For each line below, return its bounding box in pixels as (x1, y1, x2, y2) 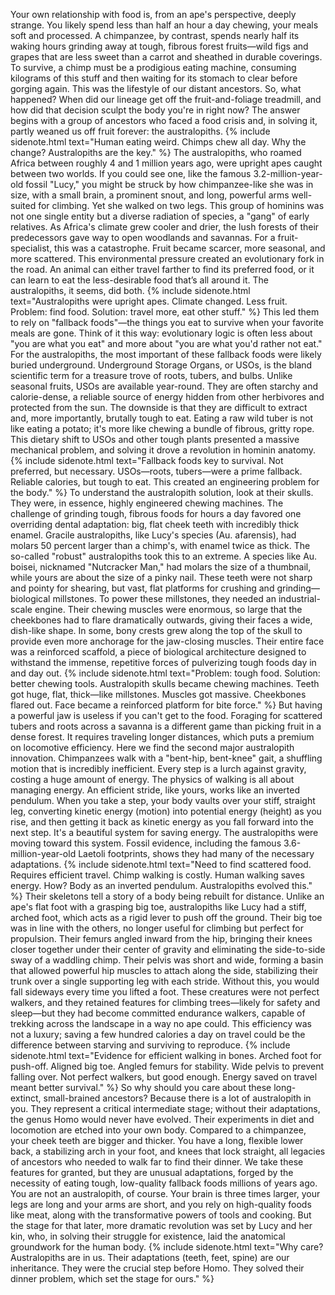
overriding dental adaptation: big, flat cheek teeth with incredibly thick (10, 519, 300, 530)
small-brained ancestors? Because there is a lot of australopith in (43, 1092, 312, 1104)
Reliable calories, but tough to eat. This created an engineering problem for (10, 476, 320, 488)
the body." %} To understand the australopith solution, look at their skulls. (10, 487, 314, 498)
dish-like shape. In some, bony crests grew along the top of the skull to (10, 625, 303, 636)
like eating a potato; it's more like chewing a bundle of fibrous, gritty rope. (10, 423, 315, 434)
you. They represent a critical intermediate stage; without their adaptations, (10, 1103, 321, 1114)
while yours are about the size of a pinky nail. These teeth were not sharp (10, 572, 313, 583)
